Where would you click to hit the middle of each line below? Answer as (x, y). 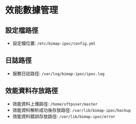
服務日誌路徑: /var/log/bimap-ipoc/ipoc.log (58, 73)
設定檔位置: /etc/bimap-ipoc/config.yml (54, 43)
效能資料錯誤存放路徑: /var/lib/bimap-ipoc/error (64, 116)
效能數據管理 (32, 10)
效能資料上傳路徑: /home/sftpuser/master (55, 103)
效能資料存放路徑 (32, 91)
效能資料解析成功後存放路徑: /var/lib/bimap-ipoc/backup (72, 110)
